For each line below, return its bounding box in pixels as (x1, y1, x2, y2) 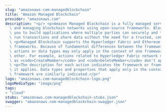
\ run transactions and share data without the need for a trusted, (9, 35, 154, 40)
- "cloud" (5, 90, 26, 95)
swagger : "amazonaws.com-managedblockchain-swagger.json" (5, 100, 127, 105)
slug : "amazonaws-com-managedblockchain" (5, 7, 92, 12)
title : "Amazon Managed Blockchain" (5, 12, 81, 17)
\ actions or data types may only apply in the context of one (9, 49, 142, 54)
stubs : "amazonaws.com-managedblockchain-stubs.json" (5, 95, 119, 100)
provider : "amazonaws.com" (5, 16, 61, 21)
